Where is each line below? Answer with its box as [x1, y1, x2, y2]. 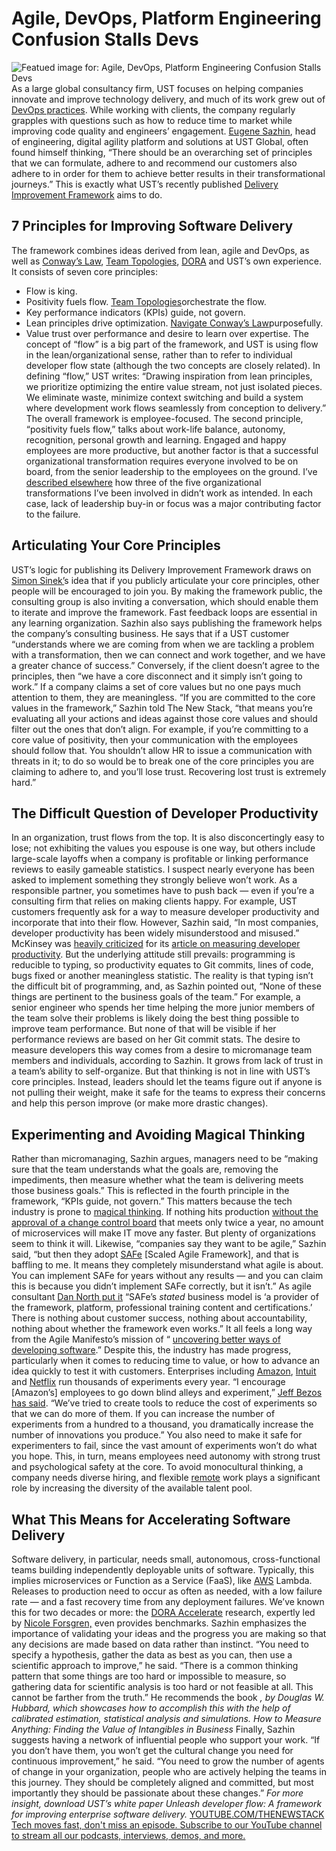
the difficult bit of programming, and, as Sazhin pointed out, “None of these [11, 980, 322, 992]
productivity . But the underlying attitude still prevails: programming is [11, 948, 296, 961]
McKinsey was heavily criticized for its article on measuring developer [11, 938, 301, 950]
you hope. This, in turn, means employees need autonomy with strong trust [11, 1450, 321, 1462]
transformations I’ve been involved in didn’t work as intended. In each [25, 487, 314, 499]
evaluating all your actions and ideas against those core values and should [11, 712, 318, 724]
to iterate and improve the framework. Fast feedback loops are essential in [11, 606, 318, 618]
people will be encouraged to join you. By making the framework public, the [11, 585, 323, 597]
